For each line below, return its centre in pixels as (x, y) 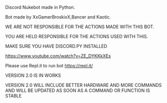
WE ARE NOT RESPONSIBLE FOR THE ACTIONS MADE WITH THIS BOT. (80, 27)
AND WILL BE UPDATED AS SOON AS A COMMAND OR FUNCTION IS (77, 90)
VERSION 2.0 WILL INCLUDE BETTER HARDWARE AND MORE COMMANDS (83, 85)
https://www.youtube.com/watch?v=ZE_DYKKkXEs (58, 56)
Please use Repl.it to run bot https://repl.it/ (49, 66)
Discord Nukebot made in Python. (40, 7)
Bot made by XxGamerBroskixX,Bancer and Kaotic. (58, 17)
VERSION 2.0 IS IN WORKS (33, 75)
